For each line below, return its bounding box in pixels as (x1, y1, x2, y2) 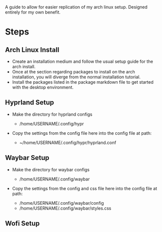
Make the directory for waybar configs (12, 166, 90, 172)
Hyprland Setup (5, 98, 55, 107)
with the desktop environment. (12, 85, 74, 90)
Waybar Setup (5, 154, 50, 162)
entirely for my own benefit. (5, 9, 61, 15)
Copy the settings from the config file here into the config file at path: (12, 130, 152, 136)
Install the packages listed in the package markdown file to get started (12, 79, 154, 85)
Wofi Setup (5, 219, 40, 228)
